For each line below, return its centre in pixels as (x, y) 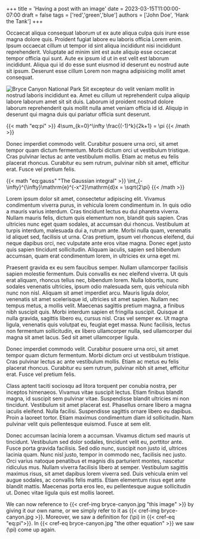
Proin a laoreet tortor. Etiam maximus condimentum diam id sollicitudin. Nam (100, 417)
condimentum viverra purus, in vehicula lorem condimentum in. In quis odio (99, 205)
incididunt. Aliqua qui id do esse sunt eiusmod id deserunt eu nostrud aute (98, 65)
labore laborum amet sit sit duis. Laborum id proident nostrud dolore (90, 102)
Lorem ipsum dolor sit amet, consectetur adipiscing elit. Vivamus (86, 199)
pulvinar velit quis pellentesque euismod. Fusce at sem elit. (79, 424)
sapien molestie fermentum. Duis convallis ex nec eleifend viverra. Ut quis (97, 274)
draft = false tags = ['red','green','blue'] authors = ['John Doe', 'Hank (105, 15)
